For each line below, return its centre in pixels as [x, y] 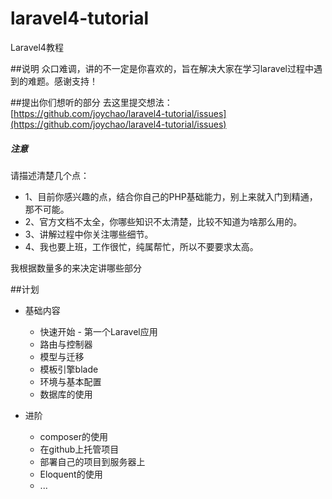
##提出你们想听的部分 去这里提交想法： [91, 102]
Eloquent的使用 [71, 474]
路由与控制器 [66, 344]
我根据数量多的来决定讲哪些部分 [76, 268]
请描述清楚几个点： [50, 175]
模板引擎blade [69, 369]
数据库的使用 [66, 394]
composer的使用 [74, 436]
